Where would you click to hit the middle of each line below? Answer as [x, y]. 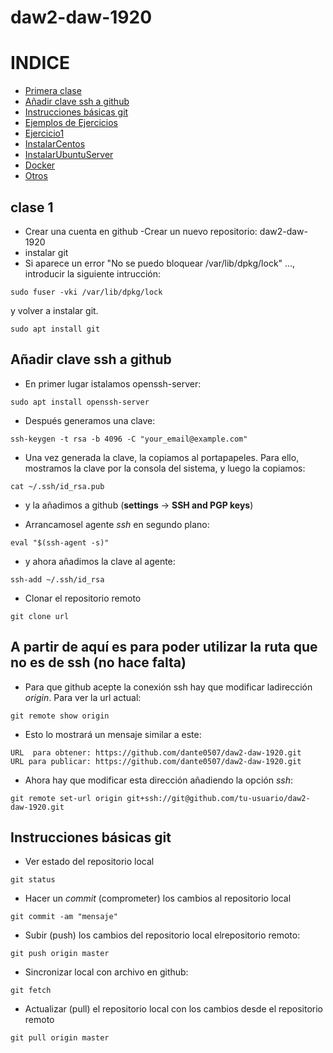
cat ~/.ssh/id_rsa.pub [57, 486]
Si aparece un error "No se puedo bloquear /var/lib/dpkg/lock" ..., [160, 263]
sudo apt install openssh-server [80, 402]
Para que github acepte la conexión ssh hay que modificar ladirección [168, 687]
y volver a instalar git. [54, 310]
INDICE [40, 63]
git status [33, 880]
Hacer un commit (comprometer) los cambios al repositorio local [158, 898]
